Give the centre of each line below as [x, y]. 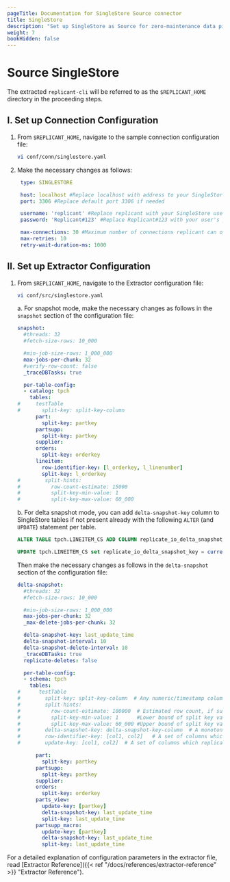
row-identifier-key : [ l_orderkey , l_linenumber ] [113, 467]
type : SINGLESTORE [47, 182]
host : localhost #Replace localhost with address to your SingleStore [123, 195]
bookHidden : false [33, 39]
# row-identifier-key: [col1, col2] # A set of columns [112, 737]
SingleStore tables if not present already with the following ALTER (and [115, 520]
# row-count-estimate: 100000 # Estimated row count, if [115, 711]
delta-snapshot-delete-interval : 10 [76, 648]
